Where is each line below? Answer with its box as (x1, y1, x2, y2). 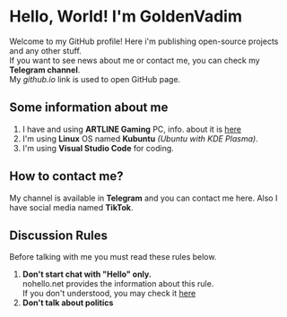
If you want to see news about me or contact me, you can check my (9, 55, 260, 65)
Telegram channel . (9, 64, 81, 75)
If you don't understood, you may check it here (22, 288, 196, 299)
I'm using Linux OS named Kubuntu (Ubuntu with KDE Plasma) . (22, 133, 258, 144)
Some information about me (9, 100, 169, 116)
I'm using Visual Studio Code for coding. (22, 142, 175, 153)
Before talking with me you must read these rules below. (9, 252, 217, 262)
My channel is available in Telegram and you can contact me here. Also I (9, 193, 278, 203)
